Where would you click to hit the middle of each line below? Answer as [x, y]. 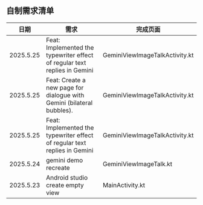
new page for [65, 88]
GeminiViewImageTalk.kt [137, 164]
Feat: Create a [66, 80]
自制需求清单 [30, 11]
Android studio [67, 177]
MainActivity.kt [124, 185]
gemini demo [65, 160]
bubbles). [60, 110]
